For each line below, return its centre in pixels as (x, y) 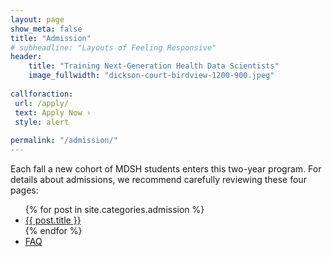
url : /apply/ (42, 103)
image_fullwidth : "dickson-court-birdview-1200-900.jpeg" (151, 76)
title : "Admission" (51, 38)
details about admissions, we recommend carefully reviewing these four (158, 179)
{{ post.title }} (53, 220)
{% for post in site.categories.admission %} (114, 209)
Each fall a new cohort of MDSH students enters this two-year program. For (166, 169)
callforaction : (42, 94)
